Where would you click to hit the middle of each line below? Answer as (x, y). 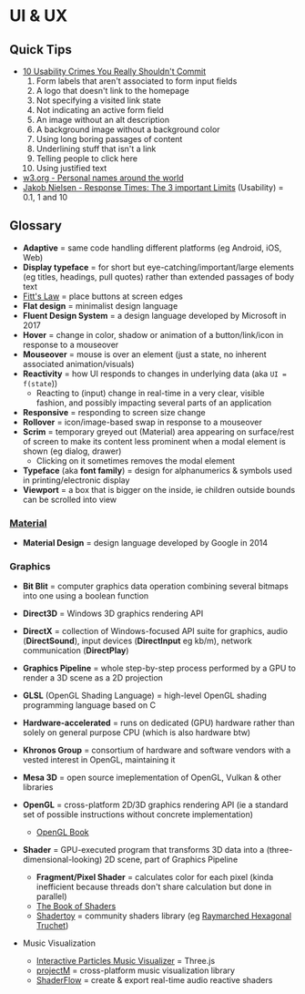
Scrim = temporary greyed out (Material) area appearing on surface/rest (158, 431)
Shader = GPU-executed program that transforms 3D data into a (143, 850)
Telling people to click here (87, 159)
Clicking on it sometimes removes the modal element (135, 460)
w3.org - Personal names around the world (103, 178)
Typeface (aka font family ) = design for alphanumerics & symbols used (158, 470)
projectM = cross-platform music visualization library (135, 970)
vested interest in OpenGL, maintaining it (99, 760)
